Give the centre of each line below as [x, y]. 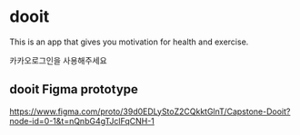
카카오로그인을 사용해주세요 [58, 60]
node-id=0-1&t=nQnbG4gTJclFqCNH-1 [82, 121]
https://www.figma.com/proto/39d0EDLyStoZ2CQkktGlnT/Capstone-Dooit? [150, 111]
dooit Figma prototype [74, 89]
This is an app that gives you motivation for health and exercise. [129, 42]
